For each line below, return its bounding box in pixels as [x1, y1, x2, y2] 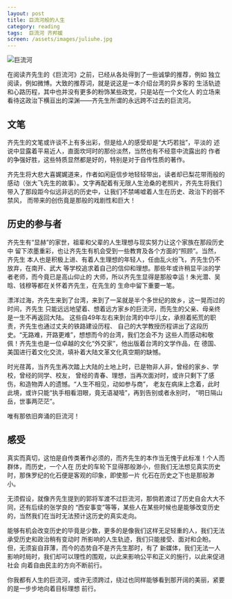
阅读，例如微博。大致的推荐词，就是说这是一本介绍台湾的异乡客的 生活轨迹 [7, 79, 221, 87]
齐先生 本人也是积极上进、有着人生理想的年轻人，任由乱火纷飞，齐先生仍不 [7, 255, 221, 264]
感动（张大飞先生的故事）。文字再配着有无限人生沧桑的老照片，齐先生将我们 [7, 178, 222, 187]
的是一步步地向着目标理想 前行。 [7, 584, 100, 592]
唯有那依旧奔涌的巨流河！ [7, 412, 80, 420]
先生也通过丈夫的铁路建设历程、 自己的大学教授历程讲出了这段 [25, 322, 202, 330]
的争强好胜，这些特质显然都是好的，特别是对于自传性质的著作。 [7, 155, 188, 163]
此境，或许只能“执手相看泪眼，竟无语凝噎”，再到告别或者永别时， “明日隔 [7, 388, 217, 396]
